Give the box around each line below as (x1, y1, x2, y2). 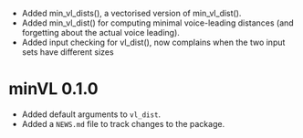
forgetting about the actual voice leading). (21, 27, 180, 37)
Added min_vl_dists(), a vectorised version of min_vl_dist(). (21, 8, 242, 18)
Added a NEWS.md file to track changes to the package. (21, 118, 225, 129)
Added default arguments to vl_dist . (21, 109, 162, 120)
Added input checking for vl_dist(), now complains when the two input (21, 37, 286, 48)
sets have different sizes (21, 47, 115, 58)
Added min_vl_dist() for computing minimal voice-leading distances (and (21, 17, 294, 28)
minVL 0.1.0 (8, 79, 99, 100)
